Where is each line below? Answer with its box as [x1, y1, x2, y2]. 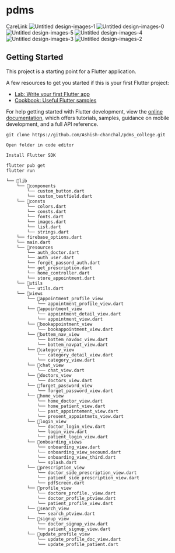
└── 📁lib [6, 178, 27, 184]
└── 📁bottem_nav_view [27, 331, 80, 337]
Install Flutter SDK [6, 152, 57, 158]
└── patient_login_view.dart [37, 434, 108, 439]
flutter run [6, 167, 35, 173]
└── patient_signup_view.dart [37, 526, 111, 532]
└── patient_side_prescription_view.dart [37, 475, 140, 480]
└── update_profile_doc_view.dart [37, 536, 121, 542]
